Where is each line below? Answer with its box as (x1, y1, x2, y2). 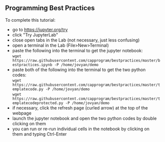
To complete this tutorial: (5, 17, 56, 23)
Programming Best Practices (5, 4, 95, 12)
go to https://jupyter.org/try (12, 27, 68, 33)
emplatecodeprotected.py (12, 101, 64, 106)
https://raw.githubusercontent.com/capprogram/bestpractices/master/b (12, 58, 161, 63)
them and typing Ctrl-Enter (12, 131, 67, 137)
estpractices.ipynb (12, 62, 53, 67)
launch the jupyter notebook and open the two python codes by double (12, 115, 157, 121)
